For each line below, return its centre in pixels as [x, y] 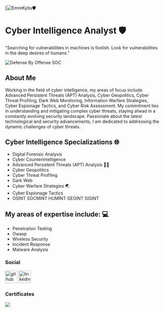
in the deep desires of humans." [37, 53]
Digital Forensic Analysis [37, 154]
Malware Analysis [30, 250]
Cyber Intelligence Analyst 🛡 [66, 31]
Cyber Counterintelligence [39, 159]
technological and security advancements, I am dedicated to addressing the [82, 121]
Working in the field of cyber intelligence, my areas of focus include [74, 90]
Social [13, 263]
